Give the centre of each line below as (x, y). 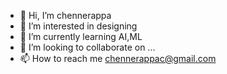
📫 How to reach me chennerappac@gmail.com (118, 58)
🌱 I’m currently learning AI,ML (81, 36)
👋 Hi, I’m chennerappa (65, 15)
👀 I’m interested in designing (78, 26)
